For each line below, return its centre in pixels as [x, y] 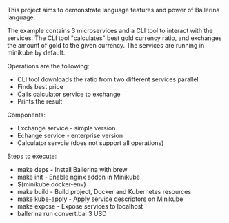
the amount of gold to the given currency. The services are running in [106, 45]
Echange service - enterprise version [70, 135]
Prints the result [40, 101]
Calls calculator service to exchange [69, 94]
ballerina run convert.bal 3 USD [62, 214]
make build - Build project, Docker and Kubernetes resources [104, 192]
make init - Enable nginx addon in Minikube [78, 177]
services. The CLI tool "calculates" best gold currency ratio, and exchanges [114, 38]
